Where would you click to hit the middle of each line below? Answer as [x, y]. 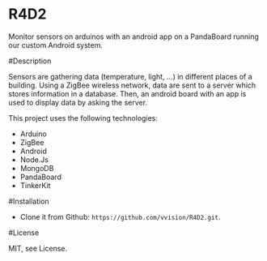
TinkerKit [35, 185]
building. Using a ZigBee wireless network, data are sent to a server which [132, 85]
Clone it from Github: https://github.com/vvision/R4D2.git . [120, 216]
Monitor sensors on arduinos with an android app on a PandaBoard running [133, 36]
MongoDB [37, 168]
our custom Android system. [55, 45]
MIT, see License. [38, 248]
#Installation [29, 201]
